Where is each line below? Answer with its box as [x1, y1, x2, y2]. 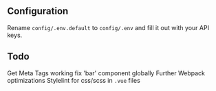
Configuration [7, 5, 69, 17]
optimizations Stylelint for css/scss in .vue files [7, 76, 141, 84]
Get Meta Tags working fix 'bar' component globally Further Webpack [7, 68, 205, 77]
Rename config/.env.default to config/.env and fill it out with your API [7, 23, 210, 31]
